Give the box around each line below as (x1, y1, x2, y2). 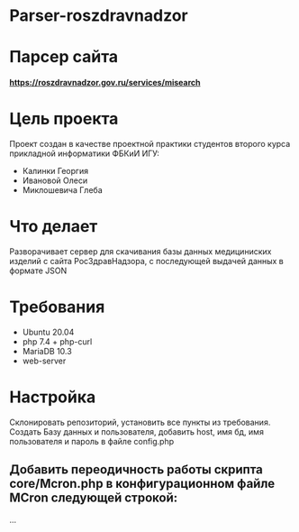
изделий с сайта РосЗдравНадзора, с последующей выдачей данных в (9, 255, 284, 266)
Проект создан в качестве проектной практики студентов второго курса (9, 138, 291, 149)
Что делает (9, 216, 98, 237)
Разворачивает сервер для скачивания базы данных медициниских (9, 245, 272, 257)
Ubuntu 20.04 (22, 326, 75, 337)
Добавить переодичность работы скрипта (9, 462, 264, 478)
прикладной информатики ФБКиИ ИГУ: (9, 148, 159, 159)
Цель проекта (9, 109, 119, 129)
